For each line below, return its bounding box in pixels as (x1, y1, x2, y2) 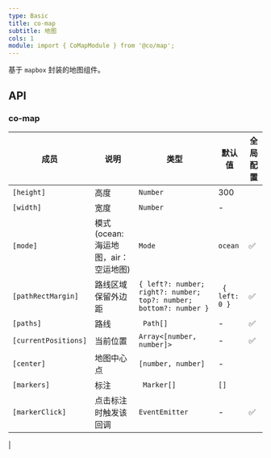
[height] (12, 187, 46, 197)
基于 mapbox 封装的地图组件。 (8, 65, 105, 75)
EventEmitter (138, 407, 189, 416)
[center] (12, 359, 46, 368)
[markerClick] (12, 407, 67, 416)
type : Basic (8, 11, 48, 20)
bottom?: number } (138, 303, 210, 313)
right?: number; (138, 287, 202, 297)
